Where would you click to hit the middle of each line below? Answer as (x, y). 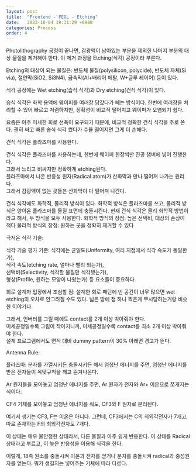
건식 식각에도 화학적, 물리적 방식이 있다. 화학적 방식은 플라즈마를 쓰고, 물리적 (93, 204)
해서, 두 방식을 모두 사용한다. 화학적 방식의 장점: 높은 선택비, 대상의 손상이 (101, 218)
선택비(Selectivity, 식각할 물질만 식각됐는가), (57, 272)
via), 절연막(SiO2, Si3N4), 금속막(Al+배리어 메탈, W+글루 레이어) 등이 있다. (92, 78)
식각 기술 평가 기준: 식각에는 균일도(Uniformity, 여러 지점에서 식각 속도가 (89, 250)
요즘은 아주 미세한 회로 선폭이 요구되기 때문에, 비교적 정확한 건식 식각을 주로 (93, 122)
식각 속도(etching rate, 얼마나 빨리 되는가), (55, 265)
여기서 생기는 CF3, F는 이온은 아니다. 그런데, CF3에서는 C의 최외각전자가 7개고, (97, 416)
